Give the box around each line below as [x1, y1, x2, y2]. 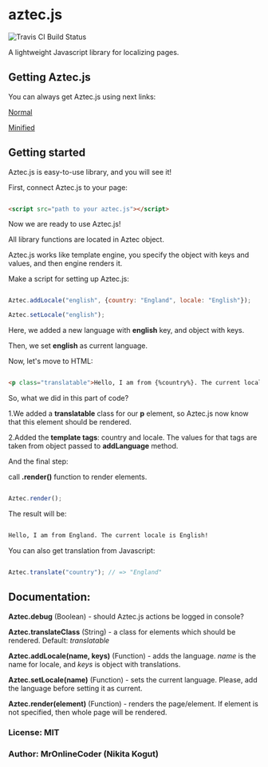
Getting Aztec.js [8, 70, 91, 85]
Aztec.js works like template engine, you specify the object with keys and [8, 250, 250, 260]
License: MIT [8, 727, 60, 738]
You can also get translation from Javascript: [8, 545, 156, 555]
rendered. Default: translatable [8, 635, 110, 645]
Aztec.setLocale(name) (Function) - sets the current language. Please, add [8, 674, 258, 684]
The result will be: [8, 508, 67, 518]
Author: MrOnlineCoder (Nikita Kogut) [8, 749, 160, 760]
